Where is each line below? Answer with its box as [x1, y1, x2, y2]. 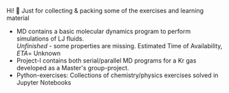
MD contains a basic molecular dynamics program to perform [16, 28, 191, 35]
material [6, 14, 30, 22]
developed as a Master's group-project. [16, 64, 129, 72]
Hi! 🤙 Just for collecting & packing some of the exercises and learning [6, 7, 204, 14]
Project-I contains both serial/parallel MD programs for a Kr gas [16, 56, 197, 65]
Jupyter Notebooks [16, 79, 72, 86]
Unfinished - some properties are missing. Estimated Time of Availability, [16, 42, 223, 50]
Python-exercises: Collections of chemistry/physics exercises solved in [16, 71, 219, 79]
